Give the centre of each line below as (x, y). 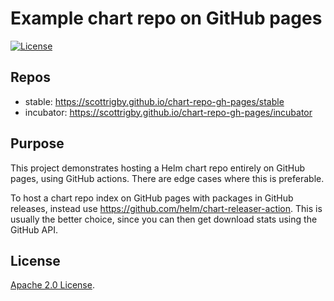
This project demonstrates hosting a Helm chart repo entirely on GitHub (157, 168)
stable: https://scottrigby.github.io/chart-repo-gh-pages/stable (154, 101)
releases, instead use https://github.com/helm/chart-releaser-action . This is (166, 208)
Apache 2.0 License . (52, 285)
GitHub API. (34, 229)
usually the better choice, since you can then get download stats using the (164, 219)
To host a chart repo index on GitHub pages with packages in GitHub (152, 198)
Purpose (37, 143)
